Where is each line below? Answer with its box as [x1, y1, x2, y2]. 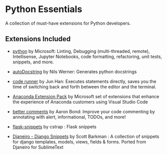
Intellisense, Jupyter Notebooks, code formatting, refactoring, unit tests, [12, 53, 162, 59]
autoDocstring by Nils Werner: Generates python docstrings [12, 68, 137, 74]
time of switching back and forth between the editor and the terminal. [12, 84, 157, 90]
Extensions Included [5, 35, 71, 43]
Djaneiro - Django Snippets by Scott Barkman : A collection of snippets [12, 133, 159, 139]
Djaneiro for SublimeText [12, 144, 64, 150]
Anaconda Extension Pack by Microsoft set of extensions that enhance [12, 93, 159, 99]
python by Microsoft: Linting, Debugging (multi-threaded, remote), [12, 48, 150, 54]
